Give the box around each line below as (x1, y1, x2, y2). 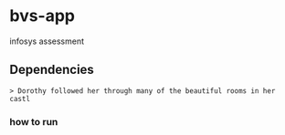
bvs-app (9, 5, 76, 26)
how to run (9, 115, 58, 128)
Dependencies (9, 62, 94, 78)
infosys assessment (9, 36, 85, 47)
